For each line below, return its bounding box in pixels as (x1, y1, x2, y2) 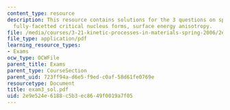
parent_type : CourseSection (7, 67, 88, 74)
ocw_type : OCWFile (7, 55, 60, 61)
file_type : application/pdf (7, 36, 88, 42)
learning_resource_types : (7, 42, 81, 49)
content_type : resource (7, 10, 75, 17)
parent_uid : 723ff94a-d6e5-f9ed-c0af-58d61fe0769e (7, 73, 155, 81)
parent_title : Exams (7, 61, 66, 68)
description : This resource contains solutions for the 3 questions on (7, 16, 216, 23)
